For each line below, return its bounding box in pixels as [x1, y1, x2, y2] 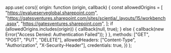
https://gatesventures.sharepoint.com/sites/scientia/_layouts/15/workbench [7, 15, 166, 21]
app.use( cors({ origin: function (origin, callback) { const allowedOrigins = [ [5, 5, 163, 10]
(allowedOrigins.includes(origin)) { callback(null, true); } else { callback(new [5, 26, 164, 32]
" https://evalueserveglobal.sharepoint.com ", [5, 10, 98, 16]
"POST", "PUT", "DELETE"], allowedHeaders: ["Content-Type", [5, 37, 136, 43]
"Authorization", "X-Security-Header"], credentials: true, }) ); [5, 42, 132, 48]
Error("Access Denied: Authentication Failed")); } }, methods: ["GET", [5, 32, 150, 37]
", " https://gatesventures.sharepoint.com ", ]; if [16, 20, 113, 26]
